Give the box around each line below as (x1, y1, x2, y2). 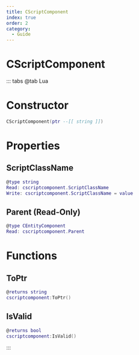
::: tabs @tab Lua (6, 77, 49, 85)
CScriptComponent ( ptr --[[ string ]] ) (6, 119, 103, 125)
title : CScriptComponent (6, 8, 69, 15)
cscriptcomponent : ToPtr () (6, 295, 71, 301)
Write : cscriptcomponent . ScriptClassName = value (6, 190, 134, 197)
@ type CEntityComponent (6, 223, 66, 229)
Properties (6, 139, 60, 153)
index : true (6, 15, 36, 21)
